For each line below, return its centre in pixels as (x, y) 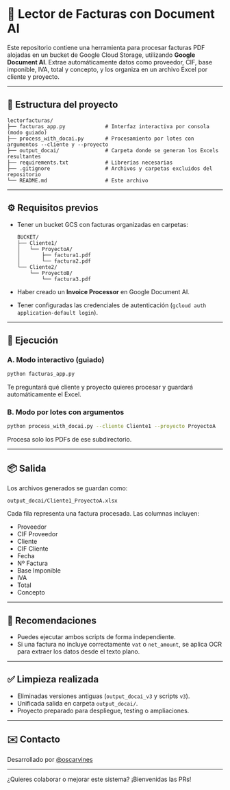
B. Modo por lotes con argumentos (66, 412)
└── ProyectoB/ (51, 273)
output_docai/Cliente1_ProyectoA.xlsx (62, 501)
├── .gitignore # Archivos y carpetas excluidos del (110, 168)
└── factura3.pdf (66, 279)
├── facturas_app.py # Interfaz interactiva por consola (108, 126)
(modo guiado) (27, 132)
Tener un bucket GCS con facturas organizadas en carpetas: (102, 224)
